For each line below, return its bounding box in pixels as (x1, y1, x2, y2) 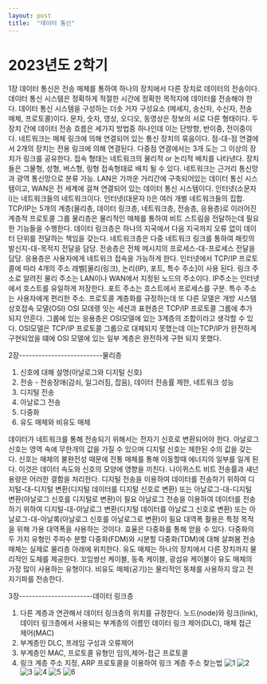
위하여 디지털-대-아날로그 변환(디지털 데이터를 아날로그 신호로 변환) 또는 (22, 504, 248, 514)
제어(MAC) (19, 628, 54, 638)
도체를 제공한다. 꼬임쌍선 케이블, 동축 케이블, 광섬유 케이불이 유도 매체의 (29, 555, 253, 564)
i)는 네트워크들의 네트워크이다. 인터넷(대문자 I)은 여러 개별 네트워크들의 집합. (8, 193, 245, 204)
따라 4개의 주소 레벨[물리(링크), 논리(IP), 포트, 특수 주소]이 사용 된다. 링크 (22, 264, 251, 273)
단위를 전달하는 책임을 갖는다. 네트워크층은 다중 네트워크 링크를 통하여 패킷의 (16, 233, 255, 244)
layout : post (8, 11, 52, 20)
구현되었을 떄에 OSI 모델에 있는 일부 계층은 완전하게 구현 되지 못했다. (8, 333, 222, 344)
